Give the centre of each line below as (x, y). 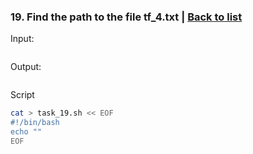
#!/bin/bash (35, 123)
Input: (22, 39)
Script (22, 95)
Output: (26, 67)
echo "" (26, 132)
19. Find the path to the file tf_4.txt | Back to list (126, 17)
